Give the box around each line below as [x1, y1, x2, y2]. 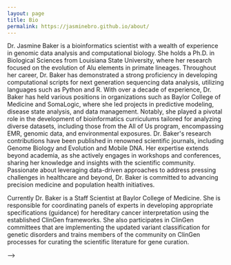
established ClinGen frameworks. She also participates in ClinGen [7, 216, 194, 224]
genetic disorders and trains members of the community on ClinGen [7, 231, 201, 239]
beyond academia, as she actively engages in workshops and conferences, [7, 151, 221, 160]
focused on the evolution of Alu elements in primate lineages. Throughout [7, 63, 217, 72]
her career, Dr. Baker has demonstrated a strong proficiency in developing [7, 71, 218, 79]
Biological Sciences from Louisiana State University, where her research [7, 56, 212, 65]
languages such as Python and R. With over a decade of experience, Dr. [7, 85, 212, 94]
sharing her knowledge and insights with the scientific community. [7, 159, 196, 167]
